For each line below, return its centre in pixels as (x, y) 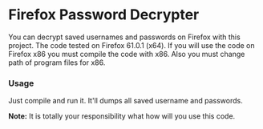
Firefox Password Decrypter (104, 15)
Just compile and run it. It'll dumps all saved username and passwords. (125, 101)
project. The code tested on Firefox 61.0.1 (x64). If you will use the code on (131, 45)
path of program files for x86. (57, 62)
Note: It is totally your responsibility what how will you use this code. (122, 116)
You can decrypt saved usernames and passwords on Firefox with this (124, 37)
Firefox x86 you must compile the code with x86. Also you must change (127, 54)
